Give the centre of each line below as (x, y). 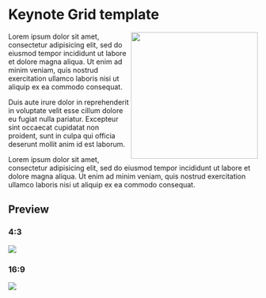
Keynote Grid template (84, 15)
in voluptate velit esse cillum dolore (66, 110)
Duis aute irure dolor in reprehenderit (68, 102)
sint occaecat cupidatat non (54, 127)
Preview (29, 210)
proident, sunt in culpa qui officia (62, 135)
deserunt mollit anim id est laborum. (66, 144)
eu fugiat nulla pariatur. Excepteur (63, 119)
